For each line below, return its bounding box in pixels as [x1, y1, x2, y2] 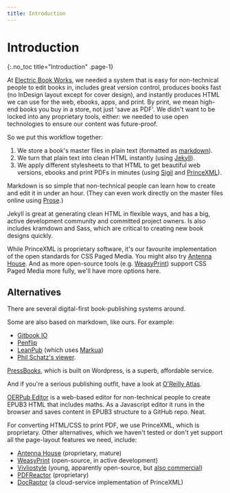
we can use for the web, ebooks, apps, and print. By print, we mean [7, 98, 199, 106]
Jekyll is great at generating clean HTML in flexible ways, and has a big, [7, 209, 211, 217]
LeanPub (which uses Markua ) [16, 346, 104, 354]
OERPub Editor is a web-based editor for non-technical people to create [7, 393, 211, 402]
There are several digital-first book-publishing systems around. [7, 305, 186, 313]
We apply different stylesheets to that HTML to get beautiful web [16, 161, 200, 169]
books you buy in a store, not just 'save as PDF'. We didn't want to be [19, 105, 216, 113]
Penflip [16, 338, 38, 347]
